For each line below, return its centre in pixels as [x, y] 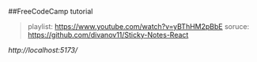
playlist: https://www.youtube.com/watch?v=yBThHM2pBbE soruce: [138, 26]
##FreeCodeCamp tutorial [51, 11]
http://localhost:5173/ [43, 50]
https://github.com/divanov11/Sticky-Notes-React [108, 35]
